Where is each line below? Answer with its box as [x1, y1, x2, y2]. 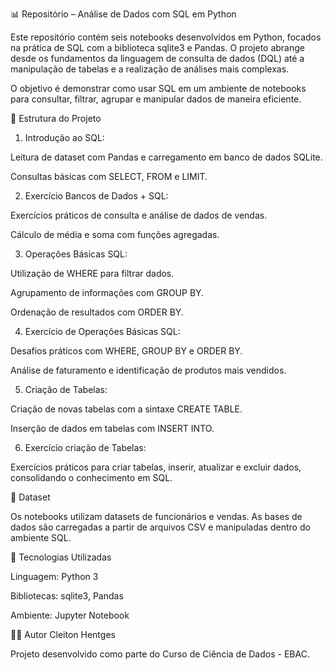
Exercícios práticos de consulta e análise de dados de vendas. [10, 209, 268, 221]
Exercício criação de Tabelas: [24, 442, 147, 453]
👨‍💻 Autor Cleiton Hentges [10, 629, 116, 640]
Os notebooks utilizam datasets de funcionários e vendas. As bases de [10, 511, 303, 522]
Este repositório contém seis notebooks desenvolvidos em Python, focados [10, 31, 322, 43]
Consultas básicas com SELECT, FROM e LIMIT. [10, 171, 208, 182]
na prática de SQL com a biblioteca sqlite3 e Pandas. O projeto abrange [10, 42, 305, 53]
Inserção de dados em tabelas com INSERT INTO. [10, 423, 215, 434]
